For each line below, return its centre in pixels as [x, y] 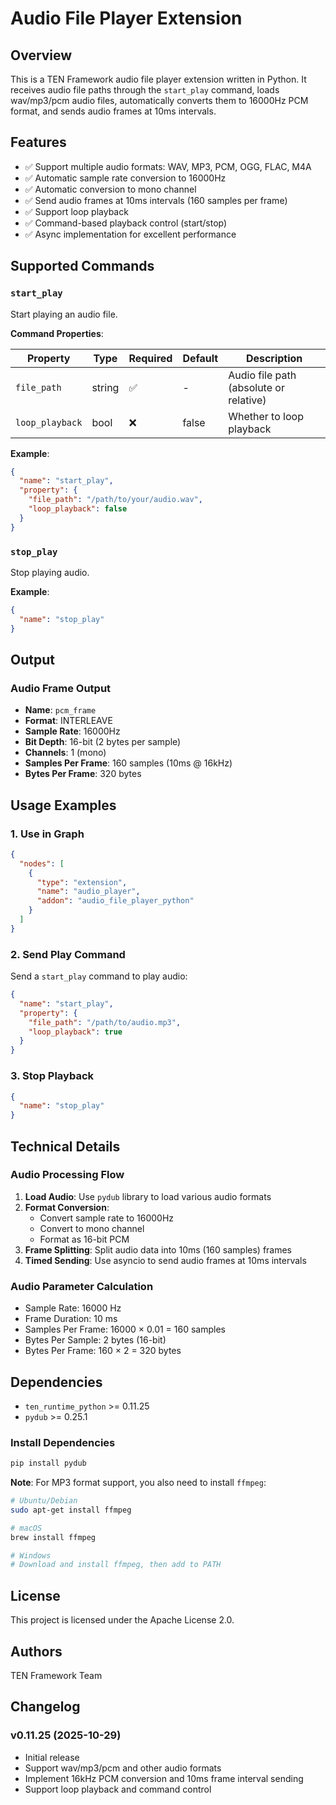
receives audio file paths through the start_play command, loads [145, 90]
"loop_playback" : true [75, 1032]
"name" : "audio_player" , [88, 892]
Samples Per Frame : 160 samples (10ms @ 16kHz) [128, 763]
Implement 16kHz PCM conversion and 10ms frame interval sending [164, 1778]
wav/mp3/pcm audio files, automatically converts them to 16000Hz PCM [159, 100]
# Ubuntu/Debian [44, 1501]
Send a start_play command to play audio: [99, 976]
